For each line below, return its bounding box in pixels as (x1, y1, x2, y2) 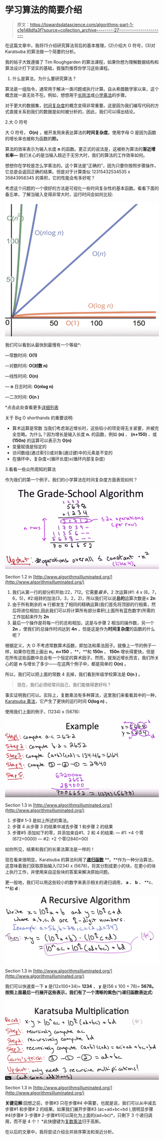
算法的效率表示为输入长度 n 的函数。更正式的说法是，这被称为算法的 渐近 (5, 146, 151, 152)
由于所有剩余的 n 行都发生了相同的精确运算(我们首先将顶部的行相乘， (12, 602, 152, 607)
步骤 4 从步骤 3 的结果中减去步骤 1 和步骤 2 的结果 (12, 823, 113, 829)
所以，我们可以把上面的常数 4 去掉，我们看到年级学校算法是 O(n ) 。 (5, 671, 143, 677)
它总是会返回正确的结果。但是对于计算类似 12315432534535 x (5, 169, 130, 175)
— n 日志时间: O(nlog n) (5, 383, 54, 389)
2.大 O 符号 (5, 119, 28, 125)
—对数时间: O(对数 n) (5, 362, 48, 368)
